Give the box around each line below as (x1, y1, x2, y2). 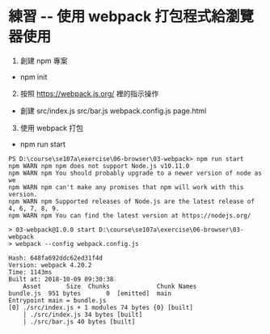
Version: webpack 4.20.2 (8, 260, 92, 269)
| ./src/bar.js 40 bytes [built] (23, 317, 136, 326)
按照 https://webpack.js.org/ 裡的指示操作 (19, 88, 159, 98)
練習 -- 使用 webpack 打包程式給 (8, 7, 226, 26)
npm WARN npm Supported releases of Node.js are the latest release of (8, 197, 255, 205)
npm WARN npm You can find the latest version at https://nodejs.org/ (8, 211, 251, 219)
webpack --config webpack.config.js (15, 239, 139, 247)
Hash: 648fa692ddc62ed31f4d (8, 254, 103, 262)
